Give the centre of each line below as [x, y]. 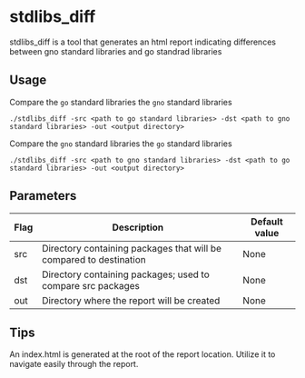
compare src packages [91, 285]
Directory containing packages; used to [126, 274]
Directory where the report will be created [131, 300]
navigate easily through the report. [74, 364]
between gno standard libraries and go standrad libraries [116, 51]
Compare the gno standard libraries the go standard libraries [121, 144]
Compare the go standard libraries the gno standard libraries [121, 102]
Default [267, 222]
